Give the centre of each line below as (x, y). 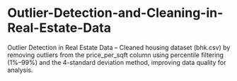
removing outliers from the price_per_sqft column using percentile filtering (116, 55)
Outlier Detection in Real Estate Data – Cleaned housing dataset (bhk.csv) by (119, 47)
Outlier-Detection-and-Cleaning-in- (115, 13)
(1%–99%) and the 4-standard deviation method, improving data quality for (117, 62)
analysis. (20, 70)
